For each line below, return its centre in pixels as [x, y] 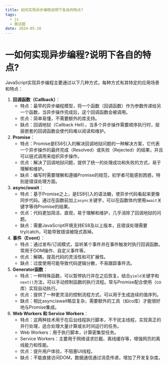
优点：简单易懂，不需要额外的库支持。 [60, 118]
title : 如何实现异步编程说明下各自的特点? [44, 10]
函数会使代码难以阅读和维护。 [77, 131]
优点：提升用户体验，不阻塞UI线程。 [58, 351]
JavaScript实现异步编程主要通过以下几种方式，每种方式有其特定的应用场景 [82, 83]
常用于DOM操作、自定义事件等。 [54, 251]
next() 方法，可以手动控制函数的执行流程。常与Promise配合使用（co [91, 282]
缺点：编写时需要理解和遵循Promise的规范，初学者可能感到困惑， [88, 175]
